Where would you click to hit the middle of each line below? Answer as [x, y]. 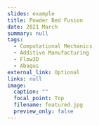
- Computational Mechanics [53, 46]
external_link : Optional [44, 72]
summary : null [28, 33]
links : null [25, 79]
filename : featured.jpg [48, 105]
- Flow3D [26, 59]
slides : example [31, 14]
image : [17, 85]
